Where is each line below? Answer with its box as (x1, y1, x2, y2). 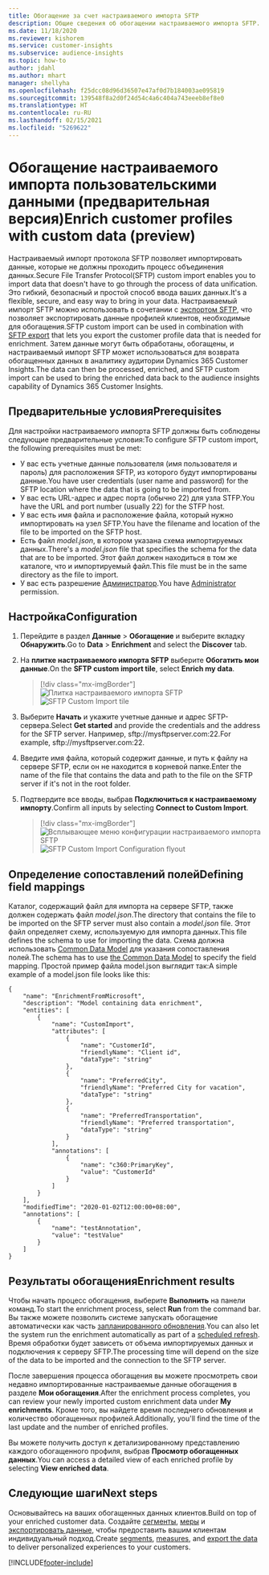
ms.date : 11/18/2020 (8, 27, 78, 35)
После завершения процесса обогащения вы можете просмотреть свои (8, 1371, 259, 1381)
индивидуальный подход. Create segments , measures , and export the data (8, 1533, 259, 1543)
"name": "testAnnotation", (51, 1225, 142, 1233)
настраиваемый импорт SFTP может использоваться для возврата (8, 347, 239, 357)
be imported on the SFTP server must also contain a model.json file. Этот (8, 918, 251, 928)
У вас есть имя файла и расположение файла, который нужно (19, 509, 234, 519)
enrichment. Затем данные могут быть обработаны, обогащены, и (8, 338, 234, 348)
